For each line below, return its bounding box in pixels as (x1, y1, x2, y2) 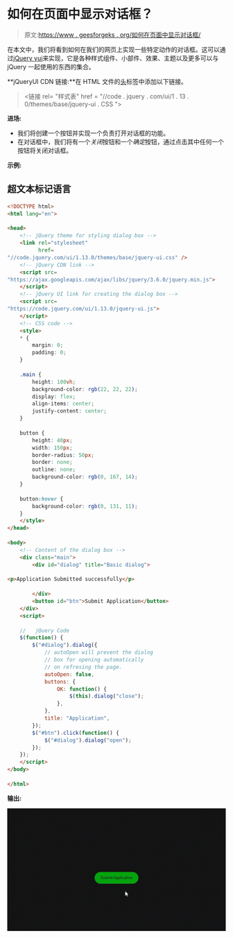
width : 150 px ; (32, 444, 73, 451)
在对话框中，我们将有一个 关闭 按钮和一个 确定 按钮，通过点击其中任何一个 (17, 137, 224, 146)
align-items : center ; (32, 400, 95, 408)
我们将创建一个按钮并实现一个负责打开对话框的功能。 (17, 129, 170, 137)
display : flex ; (32, 393, 76, 400)
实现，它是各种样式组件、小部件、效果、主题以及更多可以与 (48, 53, 219, 62)
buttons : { (44, 678, 76, 685)
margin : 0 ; (32, 342, 64, 349)
